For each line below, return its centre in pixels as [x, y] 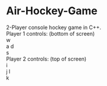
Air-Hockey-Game [52, 11]
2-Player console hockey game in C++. [54, 27]
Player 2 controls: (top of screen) [46, 59]
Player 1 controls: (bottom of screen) [51, 33]
